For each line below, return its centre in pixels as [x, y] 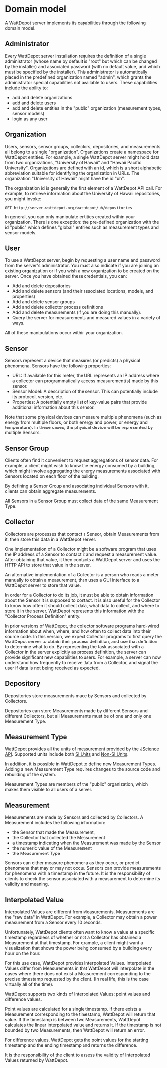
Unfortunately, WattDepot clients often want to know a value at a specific [80, 932]
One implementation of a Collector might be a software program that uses [81, 549]
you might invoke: [23, 199]
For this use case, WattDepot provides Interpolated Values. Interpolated [78, 963]
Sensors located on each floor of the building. [52, 476]
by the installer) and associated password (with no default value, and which [83, 66]
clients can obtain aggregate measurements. [51, 491]
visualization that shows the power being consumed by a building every [79, 948]
